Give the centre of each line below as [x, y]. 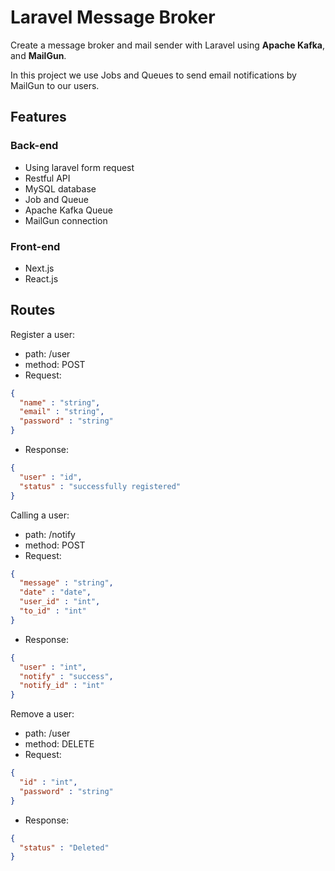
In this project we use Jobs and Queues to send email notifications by [153, 75]
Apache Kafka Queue [68, 210]
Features [38, 117]
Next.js [39, 268]
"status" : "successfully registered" [100, 486]
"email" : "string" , [62, 412]
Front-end [35, 246]
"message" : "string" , [66, 583]
